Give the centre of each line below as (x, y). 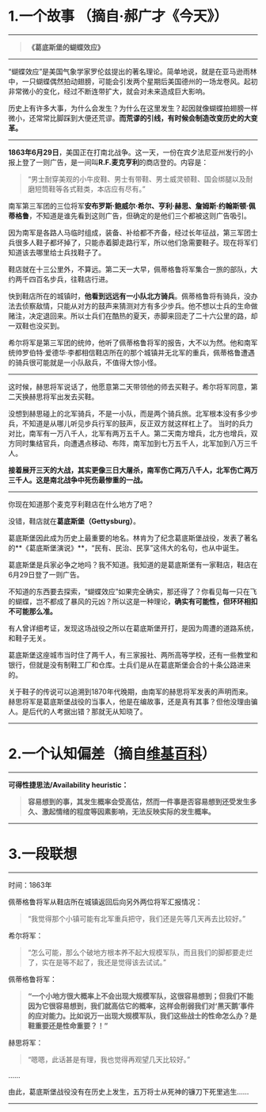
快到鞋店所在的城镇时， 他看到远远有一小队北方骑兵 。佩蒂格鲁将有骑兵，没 (129, 296)
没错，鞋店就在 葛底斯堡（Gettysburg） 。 (74, 521)
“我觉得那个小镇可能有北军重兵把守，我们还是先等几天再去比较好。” (137, 918)
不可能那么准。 (32, 611)
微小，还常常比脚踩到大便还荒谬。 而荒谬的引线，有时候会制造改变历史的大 (129, 118)
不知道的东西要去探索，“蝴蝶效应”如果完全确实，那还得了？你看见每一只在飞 (133, 591)
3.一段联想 (43, 854)
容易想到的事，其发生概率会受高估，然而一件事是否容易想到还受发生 (139, 801)
